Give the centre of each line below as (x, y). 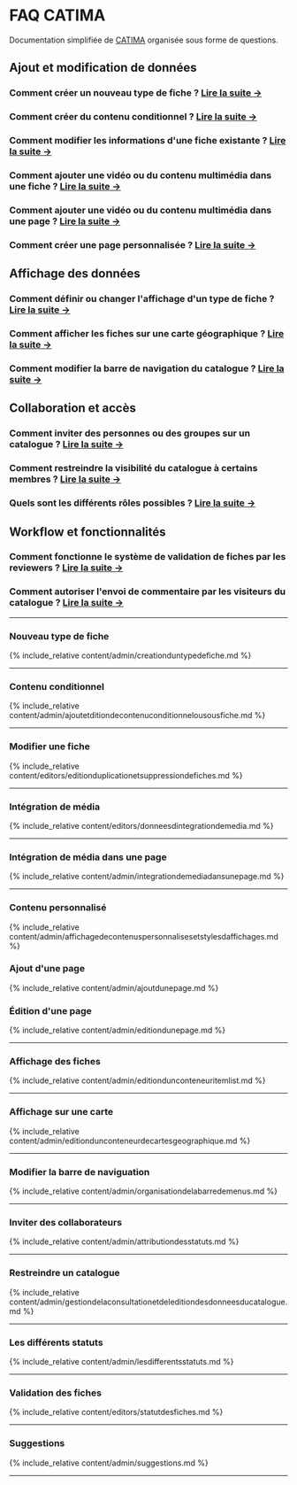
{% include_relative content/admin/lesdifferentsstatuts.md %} (122, 1361)
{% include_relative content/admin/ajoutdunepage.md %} (114, 987)
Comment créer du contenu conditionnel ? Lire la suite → (133, 117)
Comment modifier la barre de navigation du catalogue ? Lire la (147, 368)
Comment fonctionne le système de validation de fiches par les (148, 557)
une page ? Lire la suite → (65, 220)
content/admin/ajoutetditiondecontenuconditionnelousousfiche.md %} (137, 715)
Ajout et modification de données (103, 68)
